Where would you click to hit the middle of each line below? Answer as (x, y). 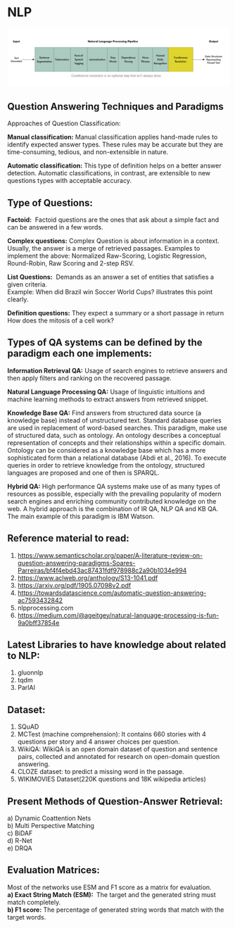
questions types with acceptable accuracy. (70, 181)
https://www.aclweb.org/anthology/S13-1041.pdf (88, 577)
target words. (27, 917)
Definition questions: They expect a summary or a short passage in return (116, 313)
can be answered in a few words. (55, 227)
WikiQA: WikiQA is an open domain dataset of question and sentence (118, 749)
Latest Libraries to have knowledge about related (117, 645)
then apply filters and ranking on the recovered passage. (90, 378)
